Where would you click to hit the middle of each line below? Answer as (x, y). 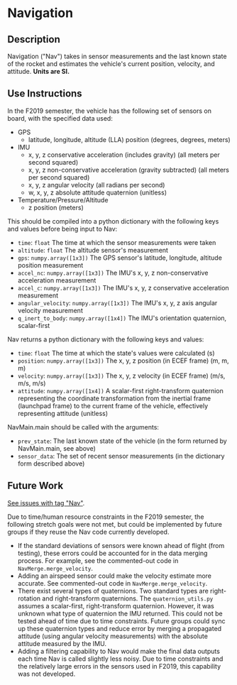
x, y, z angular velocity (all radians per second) (97, 185)
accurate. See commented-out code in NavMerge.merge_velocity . (112, 583)
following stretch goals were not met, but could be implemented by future (115, 524)
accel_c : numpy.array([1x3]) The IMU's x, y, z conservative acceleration (123, 287)
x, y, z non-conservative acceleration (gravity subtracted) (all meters (128, 170)
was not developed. (46, 674)
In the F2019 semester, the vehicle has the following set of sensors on (109, 111)
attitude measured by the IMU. (62, 643)
